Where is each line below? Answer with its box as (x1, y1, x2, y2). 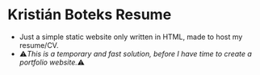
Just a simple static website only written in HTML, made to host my (19, 32, 243, 41)
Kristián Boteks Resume (7, 6, 172, 24)
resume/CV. (19, 40, 59, 49)
